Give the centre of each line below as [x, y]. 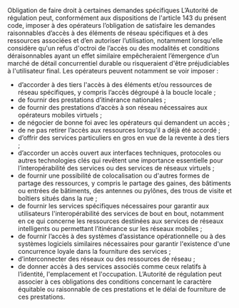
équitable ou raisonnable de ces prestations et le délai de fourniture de [122, 289]
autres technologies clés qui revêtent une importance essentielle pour [120, 160]
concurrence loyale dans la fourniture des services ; [94, 251]
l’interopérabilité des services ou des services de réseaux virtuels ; [116, 168]
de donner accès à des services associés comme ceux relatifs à [112, 266]
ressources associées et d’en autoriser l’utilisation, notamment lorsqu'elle [115, 41]
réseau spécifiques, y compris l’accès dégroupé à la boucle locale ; [117, 92]
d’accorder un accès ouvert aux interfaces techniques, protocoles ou [119, 153]
